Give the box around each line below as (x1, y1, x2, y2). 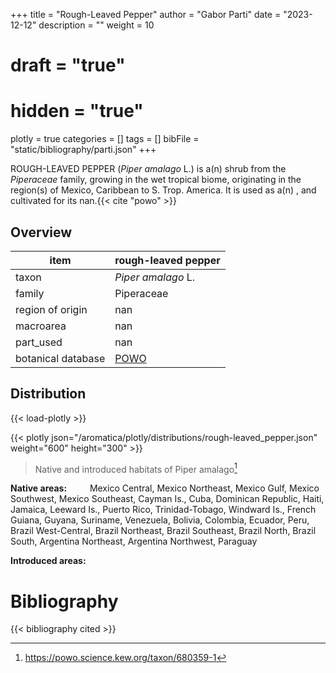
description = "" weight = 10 (38, 19, 155, 31)
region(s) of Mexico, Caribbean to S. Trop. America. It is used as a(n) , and (10, 184, 317, 196)
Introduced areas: (10, 555, 87, 567)
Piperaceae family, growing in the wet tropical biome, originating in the (10, 174, 302, 186)
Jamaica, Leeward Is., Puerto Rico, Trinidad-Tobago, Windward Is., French (10, 504, 317, 516)
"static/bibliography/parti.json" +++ (10, 144, 157, 156)
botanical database (15, 351, 106, 365)
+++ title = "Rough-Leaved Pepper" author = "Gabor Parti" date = (10, 9, 282, 20)
